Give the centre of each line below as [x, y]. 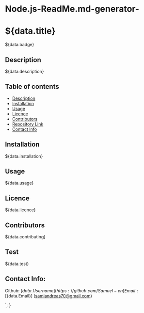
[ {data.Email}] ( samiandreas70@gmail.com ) [48, 296]
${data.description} [24, 71]
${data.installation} [24, 156]
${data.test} [17, 264]
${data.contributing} [25, 237]
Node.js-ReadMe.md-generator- [72, 9]
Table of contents [32, 86]
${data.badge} [20, 45]
